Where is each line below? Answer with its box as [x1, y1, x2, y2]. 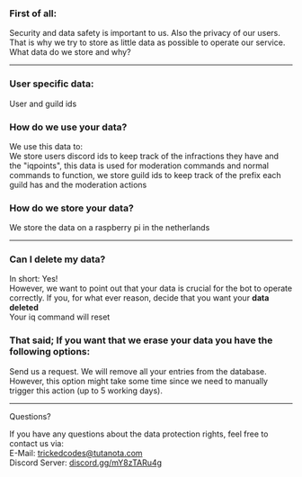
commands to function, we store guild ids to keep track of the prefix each [9, 169, 281, 180]
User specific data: [9, 77, 94, 90]
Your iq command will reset [9, 311, 111, 322]
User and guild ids [9, 98, 77, 109]
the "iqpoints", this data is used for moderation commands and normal [9, 160, 270, 171]
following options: [9, 346, 91, 358]
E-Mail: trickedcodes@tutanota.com [9, 447, 143, 458]
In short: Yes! [9, 274, 58, 284]
